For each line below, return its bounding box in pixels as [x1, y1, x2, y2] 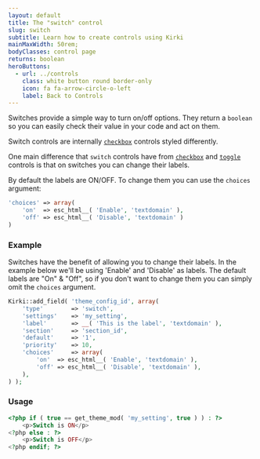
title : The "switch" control [8, 19, 103, 27]
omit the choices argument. [8, 282, 96, 292]
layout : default [8, 11, 61, 20]
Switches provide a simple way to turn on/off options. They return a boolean [8, 113, 253, 122]
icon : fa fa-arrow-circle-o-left [22, 84, 132, 93]
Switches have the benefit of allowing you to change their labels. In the [8, 257, 237, 267]
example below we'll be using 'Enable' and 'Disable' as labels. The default [8, 266, 247, 275]
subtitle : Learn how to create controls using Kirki [8, 33, 184, 42]
